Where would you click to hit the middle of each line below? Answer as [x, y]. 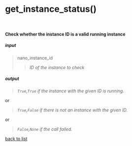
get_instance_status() [51, 9]
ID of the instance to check [57, 67]
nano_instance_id [35, 58]
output [12, 79]
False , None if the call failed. [45, 129]
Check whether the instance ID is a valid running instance [65, 34]
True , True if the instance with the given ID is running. [71, 91]
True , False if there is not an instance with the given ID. [72, 110]
